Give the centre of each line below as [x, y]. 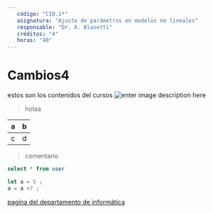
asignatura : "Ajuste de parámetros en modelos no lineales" [108, 21]
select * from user [36, 169]
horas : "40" [34, 40]
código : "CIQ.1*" [43, 14]
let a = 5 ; [25, 182]
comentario [42, 156]
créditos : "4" [38, 34]
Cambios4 [38, 76]
